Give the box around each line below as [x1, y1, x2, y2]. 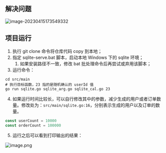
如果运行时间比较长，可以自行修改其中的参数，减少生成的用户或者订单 [12, 96, 157, 102]
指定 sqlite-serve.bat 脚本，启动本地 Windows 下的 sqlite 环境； [12, 54, 144, 60]
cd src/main [5, 77, 30, 82]
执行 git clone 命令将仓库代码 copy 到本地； [12, 48, 102, 54]
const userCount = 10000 [5, 118, 57, 123]
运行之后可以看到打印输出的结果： [12, 133, 83, 139]
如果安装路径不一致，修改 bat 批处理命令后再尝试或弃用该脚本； [19, 60, 152, 66]
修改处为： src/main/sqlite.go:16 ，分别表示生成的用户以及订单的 [21, 102, 156, 108]
